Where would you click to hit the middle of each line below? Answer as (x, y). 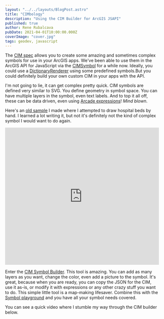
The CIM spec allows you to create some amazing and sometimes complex (81, 55)
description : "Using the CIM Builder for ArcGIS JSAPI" (63, 19)
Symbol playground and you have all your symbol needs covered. (71, 298)
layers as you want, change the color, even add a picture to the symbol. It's (81, 277)
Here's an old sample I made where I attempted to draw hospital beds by (78, 110)
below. (12, 312)
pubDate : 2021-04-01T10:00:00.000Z (41, 32)
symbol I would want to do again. (38, 120)
